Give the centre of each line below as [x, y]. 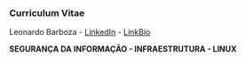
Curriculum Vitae [47, 13]
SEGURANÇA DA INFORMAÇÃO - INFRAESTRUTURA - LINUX [123, 49]
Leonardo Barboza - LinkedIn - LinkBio [80, 32]
